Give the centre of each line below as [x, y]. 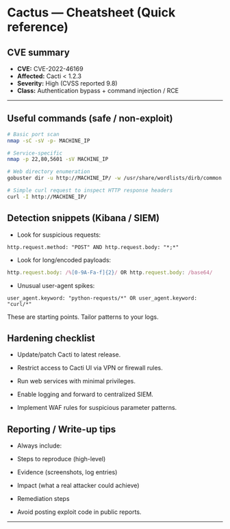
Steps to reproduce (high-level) [61, 459]
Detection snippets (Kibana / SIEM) [83, 218]
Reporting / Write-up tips [62, 429]
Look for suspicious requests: [59, 235]
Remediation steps [43, 499]
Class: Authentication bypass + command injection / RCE [98, 91]
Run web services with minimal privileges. [76, 381]
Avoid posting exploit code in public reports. [79, 512]
